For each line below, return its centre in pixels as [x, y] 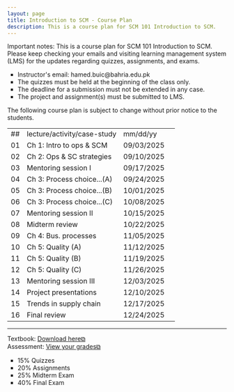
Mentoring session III [61, 281]
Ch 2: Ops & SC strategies [69, 157]
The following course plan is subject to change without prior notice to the [112, 110]
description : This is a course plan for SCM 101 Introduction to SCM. [112, 26]
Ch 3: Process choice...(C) [70, 202]
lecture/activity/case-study [72, 134]
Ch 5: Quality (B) [54, 258]
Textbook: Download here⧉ [46, 339]
